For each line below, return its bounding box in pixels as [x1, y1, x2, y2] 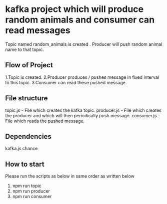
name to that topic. [5, 46, 44, 52]
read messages [5, 25, 71, 36]
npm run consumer [12, 194, 52, 200]
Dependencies [5, 132, 51, 141]
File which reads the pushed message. [5, 118, 85, 124]
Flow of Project [5, 61, 53, 69]
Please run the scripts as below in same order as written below [5, 173, 135, 179]
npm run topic [12, 183, 41, 189]
